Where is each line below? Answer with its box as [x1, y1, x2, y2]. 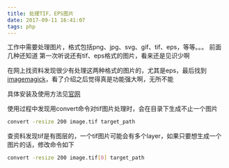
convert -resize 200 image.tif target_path [7, 119, 136, 126]
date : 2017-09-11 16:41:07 [7, 17, 86, 24]
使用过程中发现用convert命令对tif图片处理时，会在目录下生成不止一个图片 [7, 105, 218, 113]
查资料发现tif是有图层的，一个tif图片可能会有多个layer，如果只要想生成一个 [7, 132, 222, 140]
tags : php [7, 23, 36, 30]
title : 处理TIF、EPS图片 [7, 10, 74, 17]
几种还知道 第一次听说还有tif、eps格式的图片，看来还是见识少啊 [7, 51, 190, 60]
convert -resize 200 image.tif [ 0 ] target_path [7, 154, 145, 162]
